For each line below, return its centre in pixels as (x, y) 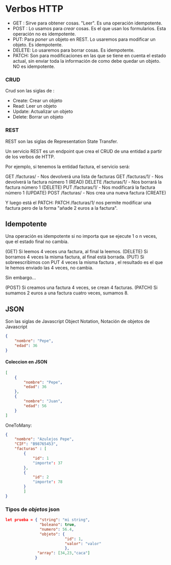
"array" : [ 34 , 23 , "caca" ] (64, 553)
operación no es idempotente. (44, 34)
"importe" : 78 (47, 482)
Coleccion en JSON (26, 362)
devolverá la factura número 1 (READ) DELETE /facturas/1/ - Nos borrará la (83, 182)
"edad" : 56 (35, 406)
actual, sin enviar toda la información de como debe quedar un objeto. (87, 61)
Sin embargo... (21, 278)
